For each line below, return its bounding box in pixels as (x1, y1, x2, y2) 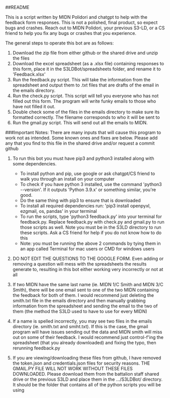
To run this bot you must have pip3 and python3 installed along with (12, 155, 154, 161)
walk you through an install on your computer (20, 176, 115, 182)
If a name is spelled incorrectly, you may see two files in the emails (12, 318, 152, 324)
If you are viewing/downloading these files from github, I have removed (12, 355, 161, 361)
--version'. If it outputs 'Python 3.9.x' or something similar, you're (20, 187, 156, 193)
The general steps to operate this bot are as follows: (5, 40, 114, 46)
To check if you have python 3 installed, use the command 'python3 (20, 182, 162, 187)
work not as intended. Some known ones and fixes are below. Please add (5, 135, 158, 141)
